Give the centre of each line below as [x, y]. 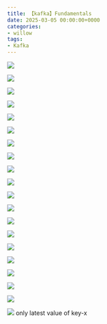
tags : [15, 39]
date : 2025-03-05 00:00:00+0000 [53, 20]
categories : [24, 26]
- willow [20, 33]
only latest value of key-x [51, 313]
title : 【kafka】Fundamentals [49, 13]
